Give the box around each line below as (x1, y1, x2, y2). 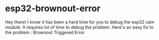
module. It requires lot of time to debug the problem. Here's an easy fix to (5, 24, 154, 30)
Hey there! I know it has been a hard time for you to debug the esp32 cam (5, 19, 155, 25)
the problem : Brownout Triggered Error (5, 29, 85, 35)
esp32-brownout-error (5, 3, 101, 14)
